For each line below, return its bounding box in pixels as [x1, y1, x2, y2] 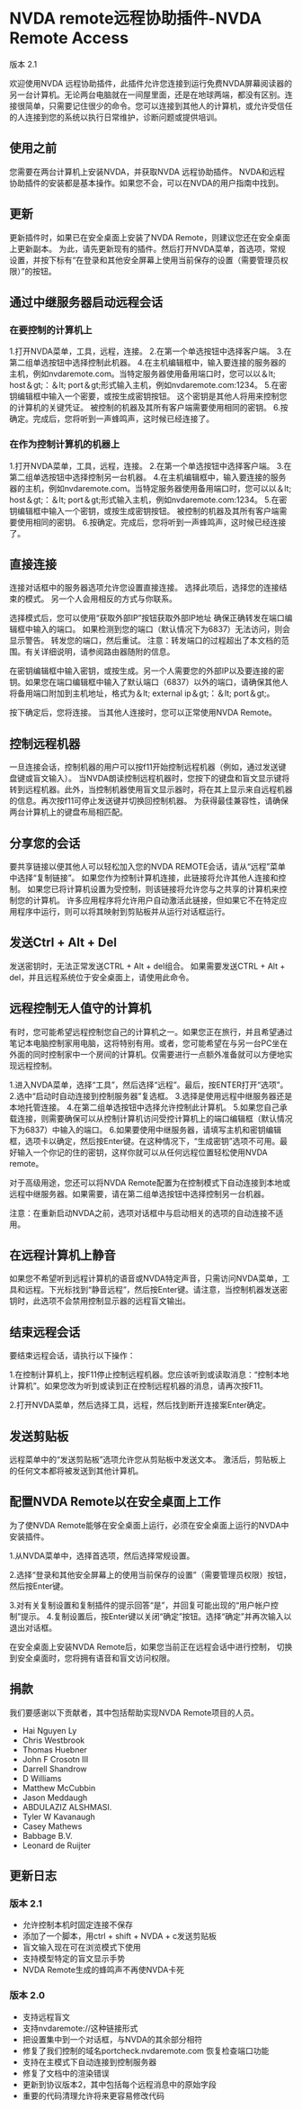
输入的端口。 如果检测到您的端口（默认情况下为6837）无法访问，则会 [32, 624, 290, 635]
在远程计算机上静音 [9, 1248, 116, 1263]
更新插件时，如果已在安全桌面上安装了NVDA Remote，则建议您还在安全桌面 [9, 231, 290, 243]
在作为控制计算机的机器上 [9, 438, 120, 451]
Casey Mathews [22, 1820, 83, 1832]
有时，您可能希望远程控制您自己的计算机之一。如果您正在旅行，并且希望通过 [9, 1026, 293, 1037]
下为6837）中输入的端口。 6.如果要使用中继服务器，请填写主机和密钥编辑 [9, 1124, 282, 1135]
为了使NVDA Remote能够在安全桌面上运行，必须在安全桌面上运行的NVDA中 [9, 1519, 289, 1530]
